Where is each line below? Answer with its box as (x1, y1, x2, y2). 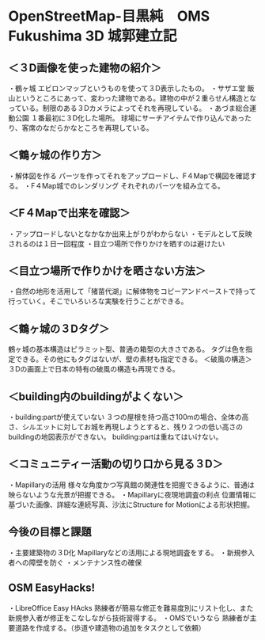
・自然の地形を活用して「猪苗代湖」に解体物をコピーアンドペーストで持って (8, 287, 257, 296)
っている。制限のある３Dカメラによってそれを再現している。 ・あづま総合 (8, 104, 250, 112)
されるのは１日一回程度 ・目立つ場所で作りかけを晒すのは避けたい (8, 238, 225, 248)
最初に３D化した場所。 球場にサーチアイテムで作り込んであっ (44, 113, 245, 123)
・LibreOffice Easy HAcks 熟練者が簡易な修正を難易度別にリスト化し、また (8, 603, 254, 612)
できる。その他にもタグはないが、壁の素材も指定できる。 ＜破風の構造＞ (14, 354, 253, 364)
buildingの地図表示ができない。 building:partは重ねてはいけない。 (8, 432, 223, 442)
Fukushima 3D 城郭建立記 (8, 27, 177, 45)
